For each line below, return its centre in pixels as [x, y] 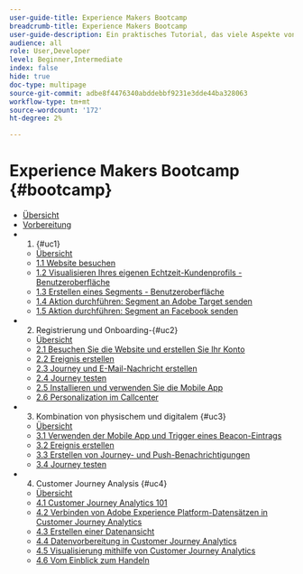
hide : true [30, 77]
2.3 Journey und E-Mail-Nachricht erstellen [117, 369]
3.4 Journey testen [71, 465]
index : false [34, 69]
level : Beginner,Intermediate [66, 60]
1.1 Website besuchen [75, 264]
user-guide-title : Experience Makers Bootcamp [98, 18]
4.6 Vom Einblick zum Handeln [93, 560]
